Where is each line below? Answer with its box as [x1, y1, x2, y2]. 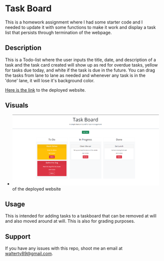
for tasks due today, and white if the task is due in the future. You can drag [5, 67, 155, 73]
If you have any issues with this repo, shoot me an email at [5, 245, 123, 251]
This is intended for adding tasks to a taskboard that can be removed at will [5, 213, 157, 219]
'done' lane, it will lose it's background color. [5, 77, 95, 83]
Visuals [5, 101, 28, 110]
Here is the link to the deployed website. [5, 87, 86, 93]
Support [5, 232, 31, 240]
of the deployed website [12, 186, 61, 191]
